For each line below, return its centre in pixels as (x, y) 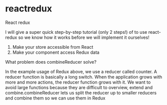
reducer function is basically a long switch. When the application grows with (84, 77)
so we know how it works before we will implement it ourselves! (84, 37)
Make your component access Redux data (56, 52)
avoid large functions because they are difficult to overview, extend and (79, 87)
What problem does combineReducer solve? (51, 62)
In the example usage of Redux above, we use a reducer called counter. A (81, 71)
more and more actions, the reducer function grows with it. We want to (78, 82)
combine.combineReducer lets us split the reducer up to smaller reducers (81, 93)
